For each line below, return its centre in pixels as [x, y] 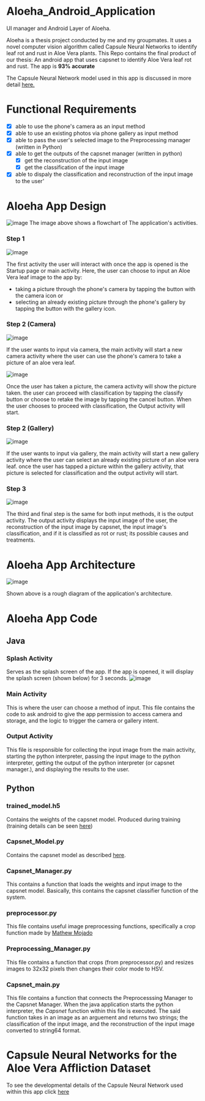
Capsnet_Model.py [35, 842]
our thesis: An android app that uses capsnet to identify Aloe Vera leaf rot [99, 59]
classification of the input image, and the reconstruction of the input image [100, 1024]
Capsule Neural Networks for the [92, 1055]
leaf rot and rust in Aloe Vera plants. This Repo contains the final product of [101, 53]
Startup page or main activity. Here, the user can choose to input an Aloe [99, 270]
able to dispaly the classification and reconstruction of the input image [104, 174]
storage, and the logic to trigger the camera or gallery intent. [83, 721]
